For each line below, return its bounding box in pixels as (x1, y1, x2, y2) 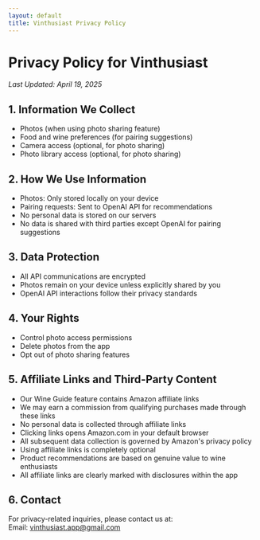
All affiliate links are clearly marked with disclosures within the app (19, 470, 239, 479)
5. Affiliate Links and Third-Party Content (8, 373, 217, 386)
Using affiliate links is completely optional (19, 444, 157, 454)
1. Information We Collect (8, 103, 136, 116)
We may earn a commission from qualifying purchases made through (19, 402, 246, 412)
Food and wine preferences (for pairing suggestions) (19, 132, 193, 142)
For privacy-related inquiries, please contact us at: (8, 515, 173, 524)
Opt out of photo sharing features (19, 350, 130, 359)
